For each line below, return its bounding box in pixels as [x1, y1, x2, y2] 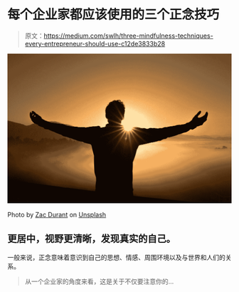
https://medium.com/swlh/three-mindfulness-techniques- [43, 31, 213, 40]
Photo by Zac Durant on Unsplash [7, 211, 107, 219]
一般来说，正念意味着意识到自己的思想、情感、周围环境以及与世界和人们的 [7, 253, 225, 261]
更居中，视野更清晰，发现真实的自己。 [7, 233, 176, 245]
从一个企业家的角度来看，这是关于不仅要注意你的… [24, 277, 174, 286]
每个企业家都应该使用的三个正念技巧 [7, 6, 220, 23]
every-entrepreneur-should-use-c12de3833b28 [24, 39, 166, 48]
